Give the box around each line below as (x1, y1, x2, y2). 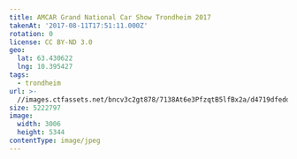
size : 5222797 (9, 103, 62, 112)
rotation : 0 (9, 29, 53, 38)
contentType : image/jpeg (9, 136, 101, 145)
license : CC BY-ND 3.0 (9, 37, 93, 47)
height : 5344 (17, 128, 65, 137)
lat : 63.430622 (17, 54, 73, 63)
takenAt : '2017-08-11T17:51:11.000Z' (9, 21, 148, 30)
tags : (9, 71, 29, 79)
